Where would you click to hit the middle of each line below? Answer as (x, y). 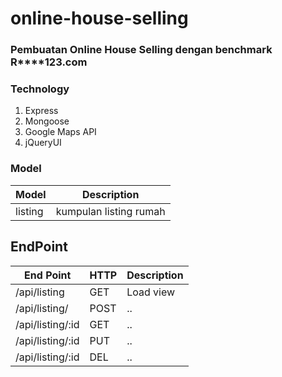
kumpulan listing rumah (110, 211)
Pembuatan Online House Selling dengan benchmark (141, 50)
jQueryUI (43, 143)
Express (41, 111)
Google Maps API (60, 132)
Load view (151, 292)
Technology (40, 89)
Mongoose (47, 121)
